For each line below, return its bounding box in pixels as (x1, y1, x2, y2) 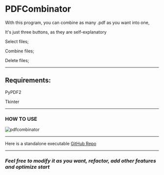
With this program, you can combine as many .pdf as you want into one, (5, 20, 150, 25)
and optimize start (5, 163, 50, 170)
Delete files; (5, 57, 29, 63)
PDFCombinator (5, 3, 71, 15)
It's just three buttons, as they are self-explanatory (5, 29, 107, 35)
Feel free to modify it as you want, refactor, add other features (5, 157, 156, 164)
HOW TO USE (5, 115, 38, 122)
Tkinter (5, 99, 20, 105)
